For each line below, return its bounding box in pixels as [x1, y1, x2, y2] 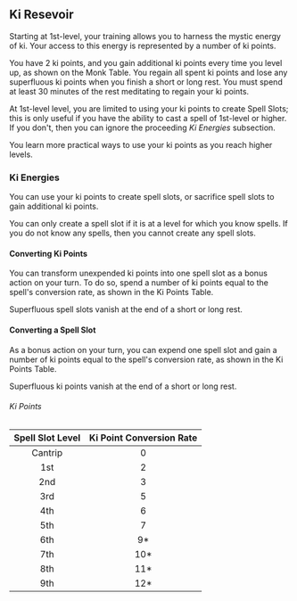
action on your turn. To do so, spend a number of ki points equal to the [9, 277, 269, 288]
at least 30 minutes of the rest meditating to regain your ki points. [9, 86, 250, 96]
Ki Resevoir [9, 7, 74, 22]
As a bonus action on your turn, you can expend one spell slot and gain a [9, 344, 277, 355]
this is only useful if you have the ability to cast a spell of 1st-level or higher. [9, 112, 287, 123]
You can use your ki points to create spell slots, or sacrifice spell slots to [9, 192, 275, 202]
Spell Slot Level [13, 432, 81, 444]
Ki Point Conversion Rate [88, 432, 198, 444]
